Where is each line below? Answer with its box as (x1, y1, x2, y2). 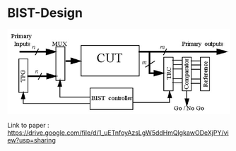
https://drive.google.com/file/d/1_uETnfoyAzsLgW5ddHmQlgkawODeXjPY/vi (7, 128, 229, 137)
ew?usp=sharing (7, 136, 57, 145)
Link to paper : (7, 121, 49, 130)
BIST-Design (7, 5, 83, 21)
